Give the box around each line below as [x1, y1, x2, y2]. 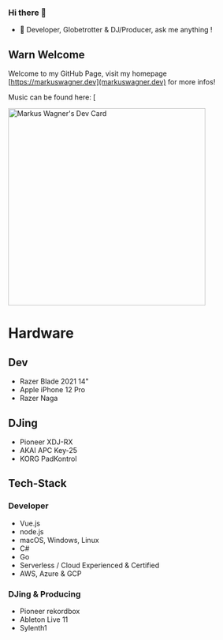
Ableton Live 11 [19, 615, 69, 624]
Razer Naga [19, 394, 58, 403]
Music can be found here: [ [8, 92, 96, 102]
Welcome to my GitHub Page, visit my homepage [8, 69, 167, 78]
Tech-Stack [8, 477, 67, 490]
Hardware [8, 324, 74, 342]
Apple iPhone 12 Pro [19, 385, 86, 395]
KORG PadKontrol [19, 454, 77, 463]
